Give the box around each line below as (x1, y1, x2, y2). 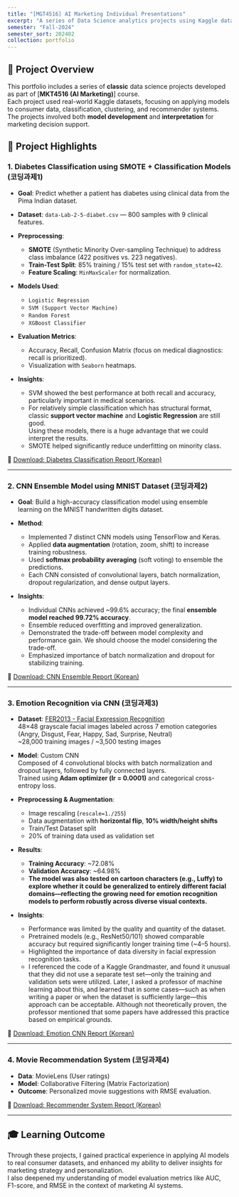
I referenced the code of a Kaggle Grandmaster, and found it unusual (28, 962, 230, 971)
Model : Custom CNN (17, 752, 80, 760)
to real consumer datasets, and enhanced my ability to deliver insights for (7, 1159, 223, 1167)
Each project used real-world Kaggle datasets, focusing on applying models (7, 97, 230, 105)
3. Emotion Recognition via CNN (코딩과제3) (7, 698, 159, 708)
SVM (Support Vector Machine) (28, 304, 119, 312)
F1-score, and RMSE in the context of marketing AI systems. (7, 1181, 184, 1190)
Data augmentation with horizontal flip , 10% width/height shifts (28, 816, 218, 826)
